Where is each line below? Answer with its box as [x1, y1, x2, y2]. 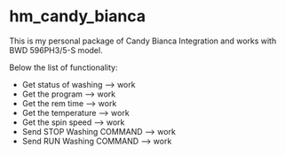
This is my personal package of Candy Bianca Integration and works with [9, 35, 277, 46]
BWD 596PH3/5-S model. [9, 44, 104, 55]
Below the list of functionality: [9, 62, 118, 73]
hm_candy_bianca [9, 6, 146, 27]
